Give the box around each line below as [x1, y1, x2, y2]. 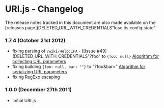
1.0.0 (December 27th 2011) [5, 86, 72, 93]
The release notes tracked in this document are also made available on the [5, 20, 156, 25]
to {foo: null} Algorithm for [101, 53, 159, 59]
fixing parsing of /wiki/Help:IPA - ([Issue [12, 48, 96, 54]
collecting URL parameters [12, 59, 66, 65]
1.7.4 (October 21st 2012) [5, 37, 66, 43]
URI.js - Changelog [5, 3, 83, 15]
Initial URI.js [12, 97, 36, 103]
